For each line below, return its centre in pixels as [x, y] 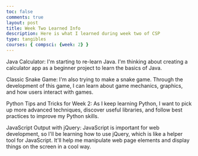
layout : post [22, 23]
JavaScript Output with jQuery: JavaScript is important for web [83, 128]
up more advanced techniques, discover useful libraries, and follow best [94, 110]
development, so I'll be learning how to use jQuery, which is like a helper [94, 133]
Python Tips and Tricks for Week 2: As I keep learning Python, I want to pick [99, 103]
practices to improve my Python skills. [53, 116]
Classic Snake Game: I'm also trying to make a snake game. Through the [95, 79]
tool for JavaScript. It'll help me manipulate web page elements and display [98, 140]
